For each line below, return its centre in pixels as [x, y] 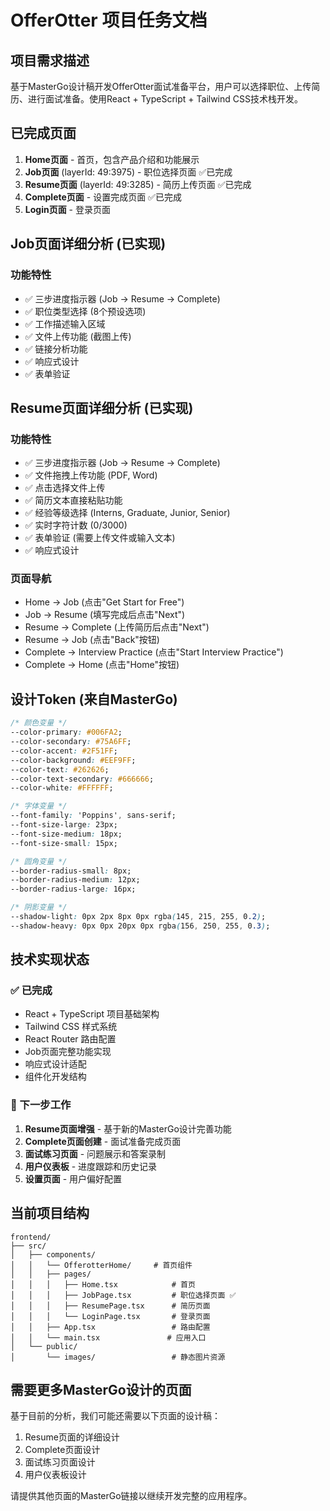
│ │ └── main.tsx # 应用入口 [108, 1337]
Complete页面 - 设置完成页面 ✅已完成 [103, 197]
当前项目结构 [50, 1213]
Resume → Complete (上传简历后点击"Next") [117, 627]
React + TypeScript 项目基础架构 [92, 1014]
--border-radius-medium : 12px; [75, 880]
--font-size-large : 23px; [64, 825]
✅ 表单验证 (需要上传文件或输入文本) [100, 538]
